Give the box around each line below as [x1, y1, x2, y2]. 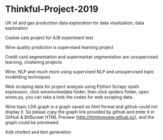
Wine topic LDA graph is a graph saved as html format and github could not [5, 103, 158, 109]
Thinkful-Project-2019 [5, 3, 98, 15]
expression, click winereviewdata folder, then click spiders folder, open [5, 89, 149, 94]
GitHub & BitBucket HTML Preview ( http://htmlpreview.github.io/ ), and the [5, 114, 154, 120]
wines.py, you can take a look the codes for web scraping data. [5, 94, 134, 100]
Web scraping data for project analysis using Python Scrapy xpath [5, 83, 139, 90]
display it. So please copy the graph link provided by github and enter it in [5, 109, 155, 115]
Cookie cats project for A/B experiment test [5, 35, 94, 41]
